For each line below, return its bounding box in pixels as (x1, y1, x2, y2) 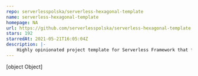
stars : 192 (6, 31, 33, 37)
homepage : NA (6, 19, 38, 25)
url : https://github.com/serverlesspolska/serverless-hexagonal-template (6, 25, 192, 31)
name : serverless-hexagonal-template (6, 14, 99, 20)
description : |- (6, 42, 46, 48)
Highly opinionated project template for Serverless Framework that (16, 47, 189, 53)
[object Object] (6, 63, 43, 70)
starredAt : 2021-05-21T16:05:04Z (6, 36, 88, 42)
